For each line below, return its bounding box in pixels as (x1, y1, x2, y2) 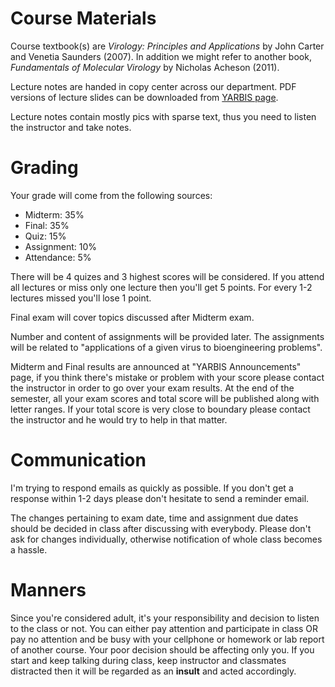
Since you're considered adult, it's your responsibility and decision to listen (10, 612, 320, 624)
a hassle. (10, 543, 48, 556)
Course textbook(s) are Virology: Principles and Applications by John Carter (10, 40, 325, 52)
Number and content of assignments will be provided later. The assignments (10, 330, 325, 342)
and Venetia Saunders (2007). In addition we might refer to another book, (10, 50, 312, 62)
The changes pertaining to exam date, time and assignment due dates (10, 512, 299, 524)
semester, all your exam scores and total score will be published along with (10, 392, 320, 404)
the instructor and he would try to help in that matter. (10, 413, 228, 426)
